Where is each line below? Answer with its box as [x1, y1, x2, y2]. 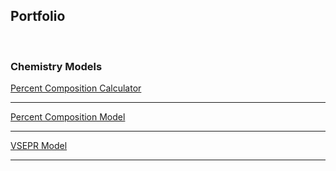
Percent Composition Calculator [10, 82, 142, 94]
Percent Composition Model [10, 111, 126, 123]
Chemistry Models [10, 59, 103, 73]
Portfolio [10, 8, 66, 25]
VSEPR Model [10, 140, 68, 152]
